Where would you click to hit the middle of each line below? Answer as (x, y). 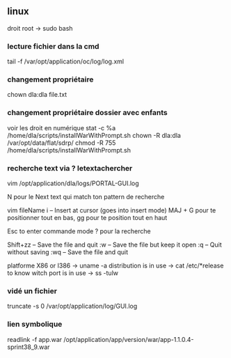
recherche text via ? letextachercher (70, 168)
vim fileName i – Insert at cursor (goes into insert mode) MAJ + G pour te (112, 210)
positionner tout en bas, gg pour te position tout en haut (87, 218)
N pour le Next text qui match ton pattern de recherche (86, 197)
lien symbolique (35, 325)
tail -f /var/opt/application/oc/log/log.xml (65, 61)
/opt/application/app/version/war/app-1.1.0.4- (129, 339)
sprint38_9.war (29, 347)
